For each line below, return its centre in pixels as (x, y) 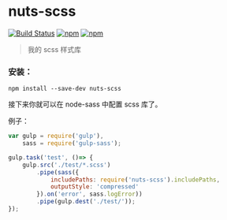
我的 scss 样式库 (54, 49)
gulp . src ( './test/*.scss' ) (67, 165)
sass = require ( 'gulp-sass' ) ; (72, 144)
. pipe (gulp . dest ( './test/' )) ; (86, 202)
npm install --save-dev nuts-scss (65, 89)
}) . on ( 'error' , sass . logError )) (90, 194)
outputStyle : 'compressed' (95, 187)
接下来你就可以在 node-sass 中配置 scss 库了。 (85, 104)
